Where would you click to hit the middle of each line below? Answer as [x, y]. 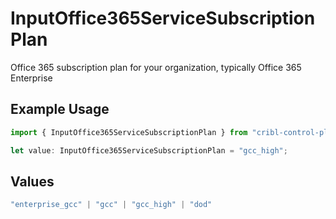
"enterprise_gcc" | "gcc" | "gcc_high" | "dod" [111, 205]
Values [32, 181]
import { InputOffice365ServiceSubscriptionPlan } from [129, 132]
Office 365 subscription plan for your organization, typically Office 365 [156, 67]
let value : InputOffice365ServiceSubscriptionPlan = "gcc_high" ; [149, 150]
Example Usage [60, 109]
